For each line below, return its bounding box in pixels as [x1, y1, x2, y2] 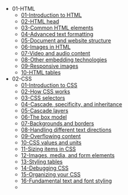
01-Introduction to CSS [20, 82, 78, 89]
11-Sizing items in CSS [20, 145, 76, 152]
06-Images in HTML [20, 43, 71, 50]
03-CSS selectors [20, 94, 66, 101]
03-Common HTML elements [20, 24, 94, 31]
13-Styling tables [20, 158, 63, 165]
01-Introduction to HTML [20, 11, 82, 19]
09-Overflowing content [20, 133, 81, 140]
